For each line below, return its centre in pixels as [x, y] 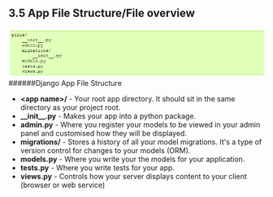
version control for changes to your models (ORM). [105, 151]
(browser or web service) [63, 185]
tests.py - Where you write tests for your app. [97, 168]
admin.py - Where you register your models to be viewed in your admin [140, 125]
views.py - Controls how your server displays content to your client [134, 177]
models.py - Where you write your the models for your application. [132, 159]
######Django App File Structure [65, 84]
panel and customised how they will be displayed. [103, 134]
